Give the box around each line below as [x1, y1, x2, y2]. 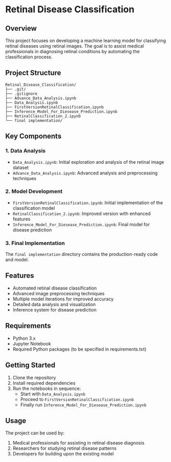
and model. [5, 257, 29, 263]
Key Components [5, 132, 62, 141]
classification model [12, 205, 55, 211]
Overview [5, 24, 37, 33]
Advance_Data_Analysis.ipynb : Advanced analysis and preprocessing [12, 170, 158, 176]
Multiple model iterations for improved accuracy [12, 296, 114, 302]
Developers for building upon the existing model [12, 451, 114, 457]
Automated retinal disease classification [12, 285, 97, 291]
